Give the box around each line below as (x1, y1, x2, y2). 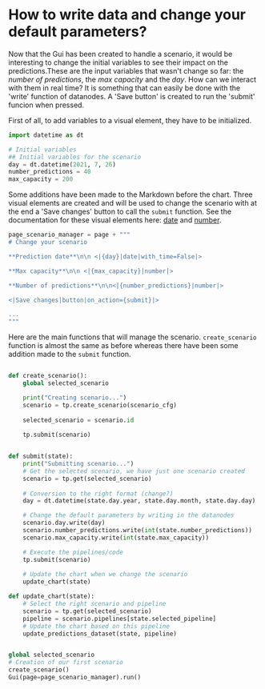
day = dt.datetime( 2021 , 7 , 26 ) (8, 160, 116, 169)
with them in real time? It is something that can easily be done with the (8, 82, 241, 93)
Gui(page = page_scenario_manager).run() (8, 674, 142, 682)
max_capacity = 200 (8, 175, 74, 183)
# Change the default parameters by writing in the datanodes (22, 511, 235, 519)
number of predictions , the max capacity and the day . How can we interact (8, 74, 257, 84)
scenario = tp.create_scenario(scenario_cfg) (22, 401, 178, 409)
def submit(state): (8, 452, 74, 461)
